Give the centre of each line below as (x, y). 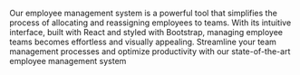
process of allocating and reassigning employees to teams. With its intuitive (150, 23)
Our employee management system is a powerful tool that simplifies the (144, 13)
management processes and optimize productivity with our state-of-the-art (150, 52)
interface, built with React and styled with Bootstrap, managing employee (146, 32)
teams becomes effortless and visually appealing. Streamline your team (143, 42)
